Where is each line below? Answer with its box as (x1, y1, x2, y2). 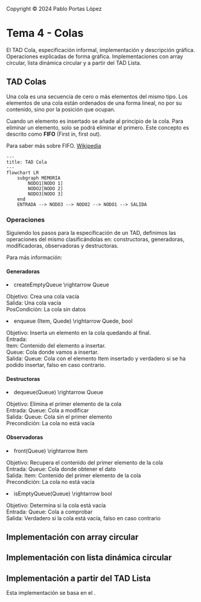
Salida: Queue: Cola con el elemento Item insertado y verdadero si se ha (6, 355, 186, 362)
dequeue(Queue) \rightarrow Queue (14, 389, 104, 396)
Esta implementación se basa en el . (6, 589, 96, 597)
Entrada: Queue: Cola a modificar (6, 407, 89, 414)
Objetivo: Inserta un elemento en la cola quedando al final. (6, 329, 152, 337)
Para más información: (6, 254, 62, 261)
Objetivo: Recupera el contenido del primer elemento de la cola (6, 458, 163, 466)
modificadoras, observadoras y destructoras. (6, 242, 119, 250)
